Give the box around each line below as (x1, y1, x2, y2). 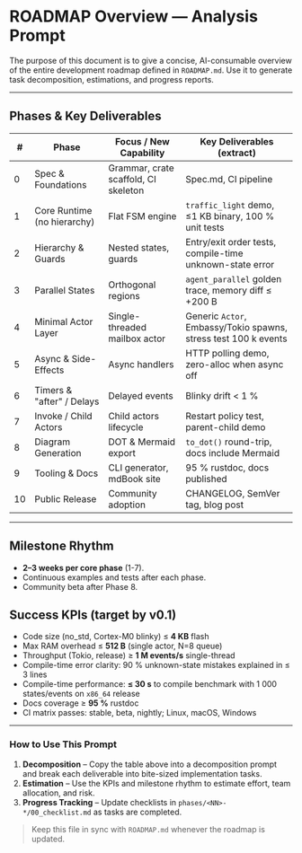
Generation (34, 446, 82, 459)
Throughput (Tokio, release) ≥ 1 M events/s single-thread (22, 650, 235, 661)
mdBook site (107, 472, 162, 485)
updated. (31, 833, 66, 844)
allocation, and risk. (22, 787, 95, 798)
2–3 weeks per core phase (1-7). (22, 562, 145, 573)
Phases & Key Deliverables (9, 109, 162, 124)
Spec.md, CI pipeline (185, 172, 273, 185)
